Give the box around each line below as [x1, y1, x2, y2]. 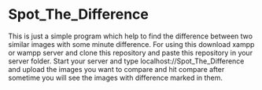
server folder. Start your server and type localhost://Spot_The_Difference [8, 56, 245, 66]
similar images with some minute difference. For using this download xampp [8, 39, 255, 49]
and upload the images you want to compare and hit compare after [8, 64, 225, 74]
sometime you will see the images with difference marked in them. [8, 73, 223, 82]
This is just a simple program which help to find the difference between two [8, 31, 253, 41]
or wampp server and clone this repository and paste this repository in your [8, 48, 253, 57]
